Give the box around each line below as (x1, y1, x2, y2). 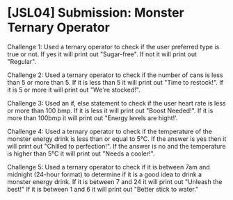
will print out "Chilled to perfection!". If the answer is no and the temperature (7, 142, 226, 150)
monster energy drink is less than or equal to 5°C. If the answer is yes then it (7, 134, 227, 143)
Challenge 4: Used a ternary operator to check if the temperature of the (7, 127, 212, 135)
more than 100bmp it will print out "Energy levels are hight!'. (7, 113, 179, 122)
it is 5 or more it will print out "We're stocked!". (7, 85, 140, 94)
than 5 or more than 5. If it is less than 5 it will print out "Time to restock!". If (7, 78, 224, 86)
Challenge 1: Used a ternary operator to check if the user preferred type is (7, 42, 220, 51)
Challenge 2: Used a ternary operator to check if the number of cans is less (7, 71, 224, 79)
